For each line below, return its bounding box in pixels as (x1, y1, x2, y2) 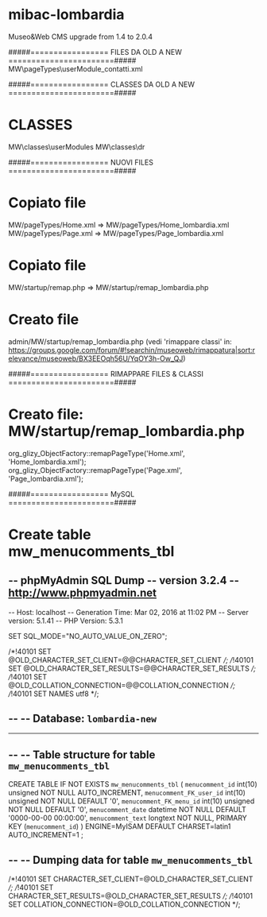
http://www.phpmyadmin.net (8, 586, 157, 600)
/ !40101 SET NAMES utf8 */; (8, 689, 99, 698)
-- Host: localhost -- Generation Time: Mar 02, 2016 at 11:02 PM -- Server (8, 607, 249, 617)
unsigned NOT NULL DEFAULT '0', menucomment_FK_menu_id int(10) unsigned (8, 796, 255, 806)
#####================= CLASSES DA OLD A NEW (8, 79, 195, 89)
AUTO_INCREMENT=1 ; (8, 830, 83, 840)
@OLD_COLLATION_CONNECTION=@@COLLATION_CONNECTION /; (8, 680, 236, 690)
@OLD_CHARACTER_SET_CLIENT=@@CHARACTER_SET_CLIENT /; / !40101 (8, 655, 254, 664)
